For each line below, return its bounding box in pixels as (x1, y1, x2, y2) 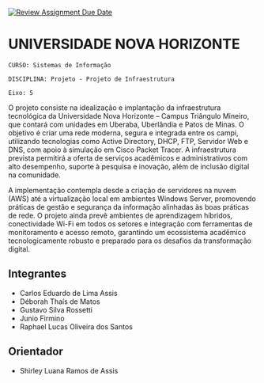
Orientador (8, 345, 63, 358)
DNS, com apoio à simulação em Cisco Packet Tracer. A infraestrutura (8, 145, 237, 154)
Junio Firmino (19, 313, 65, 323)
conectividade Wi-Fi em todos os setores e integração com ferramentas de (8, 218, 253, 229)
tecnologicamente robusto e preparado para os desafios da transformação (8, 236, 251, 245)
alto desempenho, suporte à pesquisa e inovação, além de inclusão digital (8, 161, 250, 171)
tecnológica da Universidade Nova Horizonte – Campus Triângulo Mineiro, (8, 111, 250, 120)
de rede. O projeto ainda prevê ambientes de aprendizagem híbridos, (8, 210, 233, 220)
